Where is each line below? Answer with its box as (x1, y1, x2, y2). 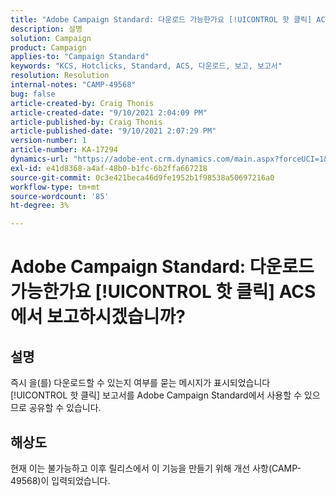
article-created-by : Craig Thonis (10, 98, 155, 108)
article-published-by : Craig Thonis (10, 117, 163, 127)
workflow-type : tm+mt (10, 182, 101, 192)
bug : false (10, 89, 56, 99)
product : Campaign (10, 42, 87, 53)
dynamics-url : (10, 154, 70, 164)
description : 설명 (10, 24, 83, 34)
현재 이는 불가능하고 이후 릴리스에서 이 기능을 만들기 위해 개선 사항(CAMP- (10, 462, 302, 474)
